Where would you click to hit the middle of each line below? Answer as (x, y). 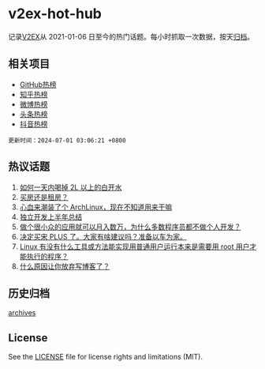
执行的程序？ (47, 256)
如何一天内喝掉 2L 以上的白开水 (71, 187)
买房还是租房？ (44, 197)
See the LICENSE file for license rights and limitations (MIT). (106, 357)
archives (22, 313)
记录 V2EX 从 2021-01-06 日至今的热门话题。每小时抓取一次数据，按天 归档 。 (131, 36)
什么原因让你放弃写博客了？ (65, 266)
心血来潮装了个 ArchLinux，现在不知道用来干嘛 (96, 207)
